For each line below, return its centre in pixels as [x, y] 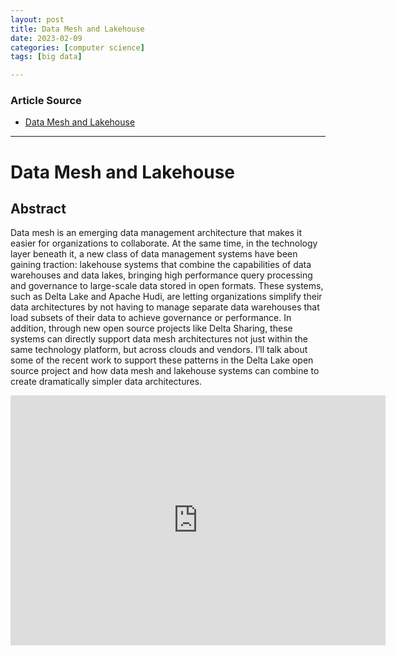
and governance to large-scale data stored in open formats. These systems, [167, 286]
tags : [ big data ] [46, 57]
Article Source [46, 101]
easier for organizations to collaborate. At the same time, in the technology [164, 243]
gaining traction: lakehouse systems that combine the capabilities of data [161, 265]
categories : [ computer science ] [77, 47]
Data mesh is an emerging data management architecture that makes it [156, 233]
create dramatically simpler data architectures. [106, 382]
